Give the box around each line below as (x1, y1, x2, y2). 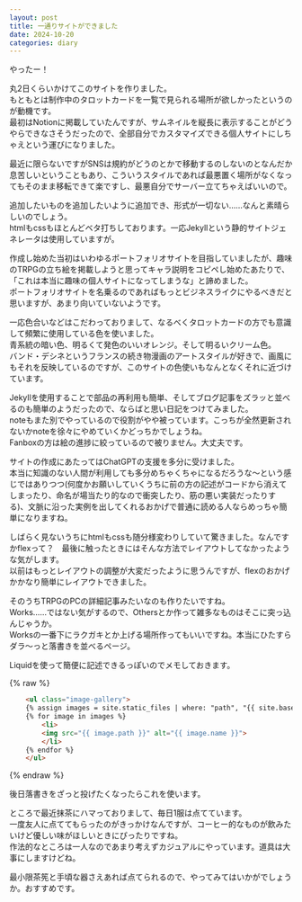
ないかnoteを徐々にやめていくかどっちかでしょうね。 (9, 426, 208, 437)
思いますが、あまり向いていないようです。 (9, 298, 166, 308)
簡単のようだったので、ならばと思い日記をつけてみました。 (32, 404, 253, 415)
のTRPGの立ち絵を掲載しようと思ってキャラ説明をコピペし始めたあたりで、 (9, 264, 290, 275)
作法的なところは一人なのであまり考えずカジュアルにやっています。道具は (9, 842, 283, 853)
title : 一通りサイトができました (9, 22, 119, 31)
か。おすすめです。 (9, 883, 80, 894)
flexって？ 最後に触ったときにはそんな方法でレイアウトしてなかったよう (16, 543, 290, 554)
